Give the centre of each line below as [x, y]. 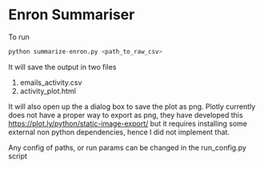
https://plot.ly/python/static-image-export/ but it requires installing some [128, 123]
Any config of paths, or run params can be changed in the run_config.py [127, 147]
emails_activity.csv [51, 82]
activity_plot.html [48, 91]
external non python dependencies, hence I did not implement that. [119, 132]
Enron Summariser [72, 15]
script [18, 156]
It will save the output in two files [62, 66]
